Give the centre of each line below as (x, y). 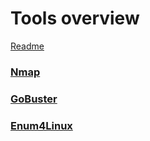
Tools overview (75, 18)
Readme (27, 46)
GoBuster (34, 99)
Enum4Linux (41, 125)
